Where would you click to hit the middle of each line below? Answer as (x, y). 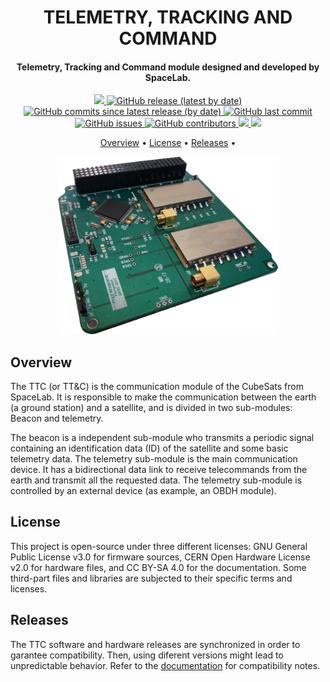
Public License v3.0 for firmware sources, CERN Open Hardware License (160, 557)
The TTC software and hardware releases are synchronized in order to (155, 644)
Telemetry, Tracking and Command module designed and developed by (168, 67)
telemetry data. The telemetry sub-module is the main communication (154, 459)
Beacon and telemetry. (57, 418)
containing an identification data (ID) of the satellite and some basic (149, 448)
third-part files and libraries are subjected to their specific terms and (151, 578)
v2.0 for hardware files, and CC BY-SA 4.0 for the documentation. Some (158, 567)
